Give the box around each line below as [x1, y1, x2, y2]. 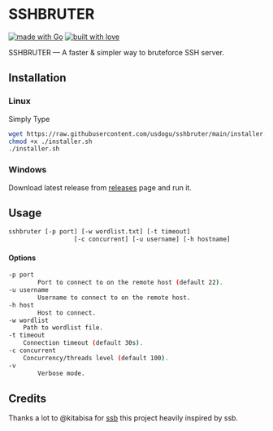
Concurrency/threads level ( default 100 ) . [23, 354, 169, 362]
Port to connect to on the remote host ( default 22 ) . [37, 278, 223, 287]
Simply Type [8, 114, 50, 124]
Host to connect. [37, 308, 96, 317]
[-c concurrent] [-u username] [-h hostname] [73, 235, 231, 244]
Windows [8, 164, 47, 176]
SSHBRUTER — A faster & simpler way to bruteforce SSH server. [8, 47, 225, 57]
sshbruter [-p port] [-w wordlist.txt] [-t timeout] [8, 228, 191, 236]
